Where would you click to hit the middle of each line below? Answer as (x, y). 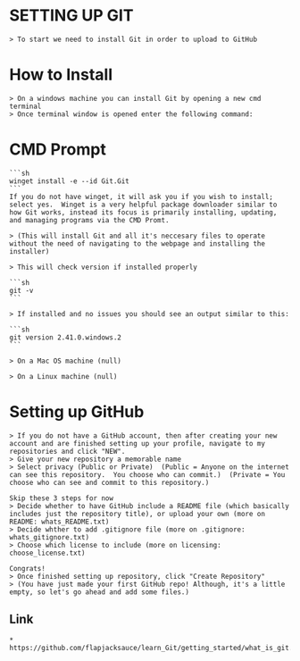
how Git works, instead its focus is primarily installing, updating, (143, 212)
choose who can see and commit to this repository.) (109, 482)
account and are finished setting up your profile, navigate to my (137, 443)
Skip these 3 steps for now (62, 498)
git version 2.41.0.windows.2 (66, 337)
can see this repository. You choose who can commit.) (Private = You (147, 474)
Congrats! (28, 568)
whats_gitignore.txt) (50, 537)
